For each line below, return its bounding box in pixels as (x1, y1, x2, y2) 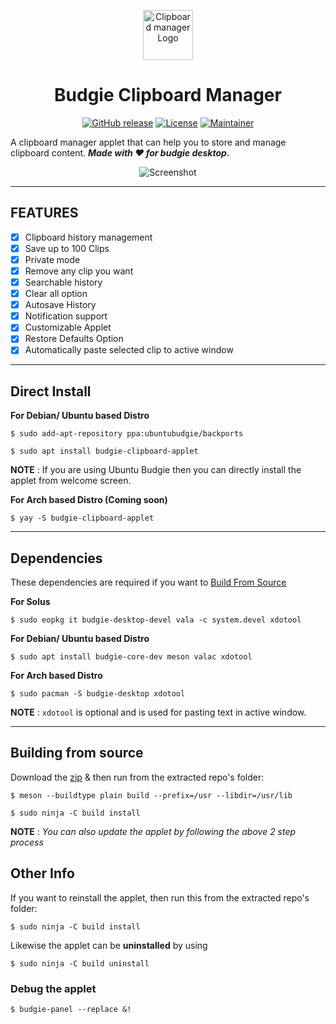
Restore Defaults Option (24, 333, 124, 345)
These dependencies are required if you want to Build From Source (10, 576, 287, 589)
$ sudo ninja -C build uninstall (10, 958, 150, 969)
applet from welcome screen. (10, 475, 132, 487)
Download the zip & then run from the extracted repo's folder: (10, 771, 265, 783)
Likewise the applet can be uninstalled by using (10, 939, 208, 951)
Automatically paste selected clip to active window (24, 344, 234, 356)
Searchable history (24, 276, 103, 288)
